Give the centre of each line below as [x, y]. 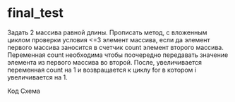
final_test [35, 13]
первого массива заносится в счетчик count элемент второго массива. [115, 47]
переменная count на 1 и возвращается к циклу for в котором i [102, 70]
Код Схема [24, 91]
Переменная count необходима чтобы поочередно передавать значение [118, 55]
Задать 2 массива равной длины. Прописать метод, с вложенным [107, 32]
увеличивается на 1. [38, 77]
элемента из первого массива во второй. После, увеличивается [105, 62]
